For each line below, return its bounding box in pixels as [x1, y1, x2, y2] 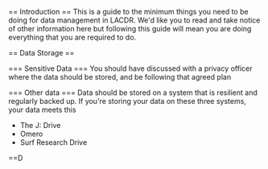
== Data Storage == [8, 48, 75, 57]
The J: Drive [19, 121, 61, 130]
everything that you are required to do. [8, 32, 137, 42]
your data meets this [8, 105, 76, 114]
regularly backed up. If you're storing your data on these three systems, [8, 97, 247, 105]
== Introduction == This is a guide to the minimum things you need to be [8, 7, 249, 16]
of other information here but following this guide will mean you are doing [8, 24, 252, 33]
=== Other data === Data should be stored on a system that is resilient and [8, 88, 258, 97]
